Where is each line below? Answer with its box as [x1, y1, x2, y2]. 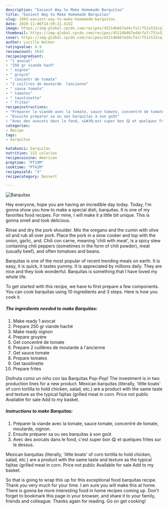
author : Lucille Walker [5, 40, 55, 45]
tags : [5, 133, 17, 138]
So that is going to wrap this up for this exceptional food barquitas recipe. [5, 477, 157, 483]
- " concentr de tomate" [5, 77, 57, 82]
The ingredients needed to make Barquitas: [5, 305, 98, 312]
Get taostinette [12, 360, 44, 366]
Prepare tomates [12, 355, 47, 361]
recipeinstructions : [5, 105, 49, 110]
